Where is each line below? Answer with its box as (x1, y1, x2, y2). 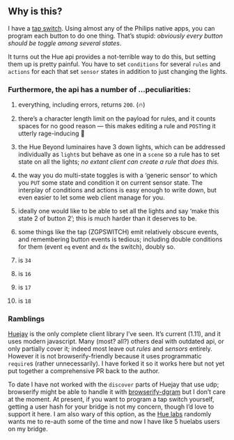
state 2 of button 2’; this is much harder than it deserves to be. (17, 214, 197, 222)
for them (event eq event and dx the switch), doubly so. (17, 243, 176, 251)
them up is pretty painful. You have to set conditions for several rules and (8, 59, 221, 68)
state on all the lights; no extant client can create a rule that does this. (17, 158, 219, 166)
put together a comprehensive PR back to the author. (8, 367, 160, 375)
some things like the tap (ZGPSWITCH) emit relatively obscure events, (17, 228, 219, 236)
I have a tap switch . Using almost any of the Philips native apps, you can (8, 24, 215, 32)
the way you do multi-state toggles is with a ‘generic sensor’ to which (17, 171, 218, 180)
